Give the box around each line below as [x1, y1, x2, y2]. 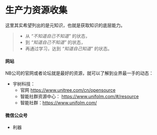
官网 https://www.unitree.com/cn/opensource [20, 87, 116, 93]
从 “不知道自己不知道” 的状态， [25, 33, 90, 39]
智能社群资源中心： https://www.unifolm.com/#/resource [20, 94, 139, 100]
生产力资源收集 [5, 5, 68, 16]
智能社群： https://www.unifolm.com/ [20, 100, 97, 106]
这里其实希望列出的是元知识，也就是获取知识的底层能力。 [5, 22, 125, 28]
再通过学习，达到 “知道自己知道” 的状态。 [25, 45, 112, 51]
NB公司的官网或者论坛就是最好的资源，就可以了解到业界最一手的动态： [5, 70, 153, 76]
